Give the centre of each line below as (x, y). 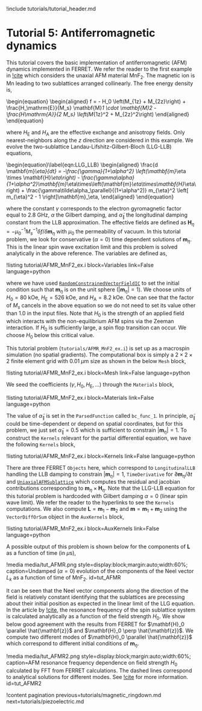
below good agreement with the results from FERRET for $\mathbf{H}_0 (96, 624)
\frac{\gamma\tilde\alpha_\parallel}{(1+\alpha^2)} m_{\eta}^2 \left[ (107, 190)
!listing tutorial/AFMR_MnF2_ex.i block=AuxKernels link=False (83, 528)
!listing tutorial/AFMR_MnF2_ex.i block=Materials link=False (80, 397)
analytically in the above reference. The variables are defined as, (87, 253)
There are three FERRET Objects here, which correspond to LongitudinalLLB (101, 467)
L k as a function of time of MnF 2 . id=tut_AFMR (64, 578)
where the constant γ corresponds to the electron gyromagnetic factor (94, 208)
